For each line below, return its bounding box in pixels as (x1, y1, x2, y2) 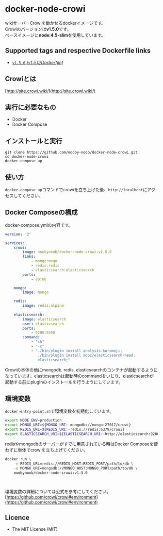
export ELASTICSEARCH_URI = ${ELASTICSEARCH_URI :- (5, 432, 105, 436)
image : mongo (22, 290, 49, 295)
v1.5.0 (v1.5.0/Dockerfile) (12, 59, 64, 65)
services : (5, 240, 25, 246)
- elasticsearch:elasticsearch (31, 268, 95, 272)
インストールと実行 (5, 137, 63, 145)
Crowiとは (5, 75, 36, 83)
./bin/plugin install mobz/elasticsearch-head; (37, 353, 136, 358)
